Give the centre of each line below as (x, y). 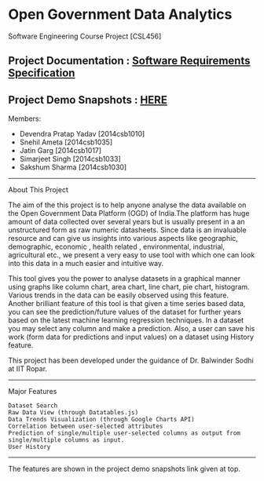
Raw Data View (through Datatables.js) (73, 413)
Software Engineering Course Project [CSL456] (85, 36)
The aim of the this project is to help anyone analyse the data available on (127, 205)
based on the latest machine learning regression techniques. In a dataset (126, 320)
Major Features (33, 392)
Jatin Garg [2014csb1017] (60, 151)
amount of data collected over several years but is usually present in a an (126, 222)
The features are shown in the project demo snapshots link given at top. (125, 469)
